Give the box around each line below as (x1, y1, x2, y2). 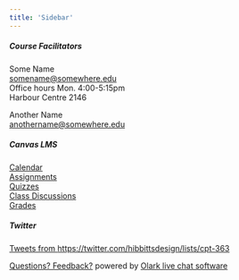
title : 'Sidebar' (9, 13, 74, 22)
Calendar (9, 162, 43, 173)
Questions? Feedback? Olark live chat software (9, 260, 228, 271)
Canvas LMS (9, 140, 58, 150)
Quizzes (9, 181, 40, 191)
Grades (9, 199, 37, 210)
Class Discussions (9, 190, 77, 201)
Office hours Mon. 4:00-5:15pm (9, 82, 126, 93)
